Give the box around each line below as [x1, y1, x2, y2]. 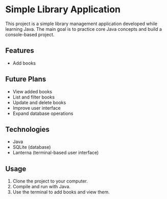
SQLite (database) [12, 144, 51, 150]
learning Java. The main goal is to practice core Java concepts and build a [5, 26, 162, 32]
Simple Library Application [5, 4, 121, 15]
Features [5, 46, 34, 55]
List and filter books [12, 94, 55, 100]
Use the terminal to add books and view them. [12, 189, 110, 195]
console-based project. [5, 31, 55, 37]
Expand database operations [12, 110, 74, 116]
